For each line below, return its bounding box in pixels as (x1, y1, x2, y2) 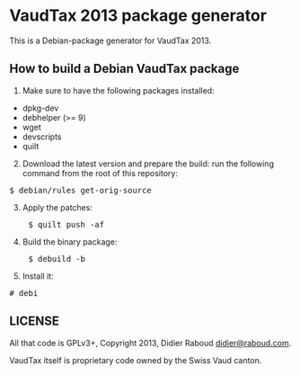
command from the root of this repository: (22, 167, 178, 178)
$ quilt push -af (28, 219, 105, 229)
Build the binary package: (22, 236, 118, 247)
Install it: (22, 271, 54, 281)
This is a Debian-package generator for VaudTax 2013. (9, 35, 212, 46)
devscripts (22, 131, 62, 142)
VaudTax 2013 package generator (9, 5, 268, 26)
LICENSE (9, 314, 60, 329)
